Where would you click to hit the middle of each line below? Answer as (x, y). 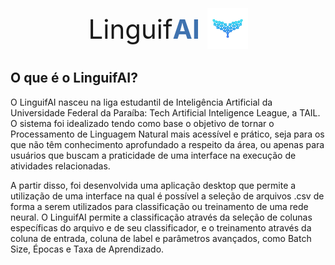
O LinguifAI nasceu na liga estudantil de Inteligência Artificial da (141, 102)
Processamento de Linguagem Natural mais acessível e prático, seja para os (167, 134)
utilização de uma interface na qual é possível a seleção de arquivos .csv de (167, 196)
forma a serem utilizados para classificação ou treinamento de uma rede (159, 206)
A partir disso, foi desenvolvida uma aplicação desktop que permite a (153, 185)
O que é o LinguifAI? (74, 78)
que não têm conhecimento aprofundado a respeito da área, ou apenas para (167, 144)
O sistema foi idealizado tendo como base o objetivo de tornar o (142, 123)
